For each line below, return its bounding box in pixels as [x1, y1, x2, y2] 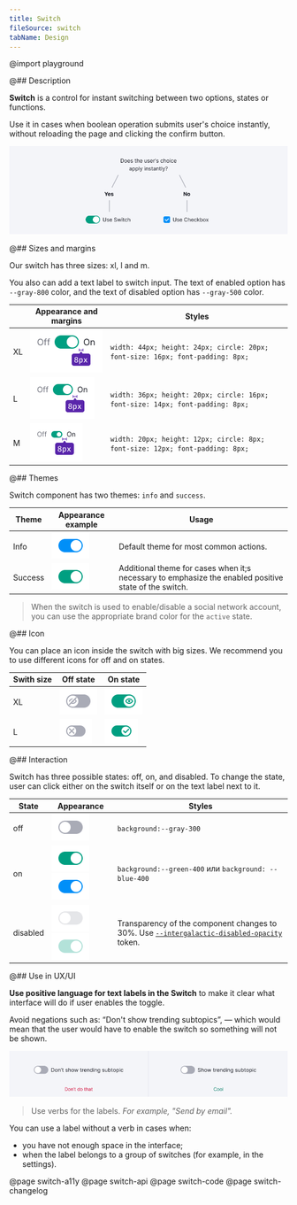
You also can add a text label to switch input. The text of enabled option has [9, 277, 286, 288]
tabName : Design [9, 33, 69, 42]
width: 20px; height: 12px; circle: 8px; [110, 435, 265, 444]
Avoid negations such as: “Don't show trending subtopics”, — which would [9, 1015, 281, 1025]
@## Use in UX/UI [9, 970, 76, 982]
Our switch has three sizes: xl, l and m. [9, 259, 150, 270]
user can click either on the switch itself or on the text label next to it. [9, 781, 261, 792]
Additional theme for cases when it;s [118, 563, 252, 574]
